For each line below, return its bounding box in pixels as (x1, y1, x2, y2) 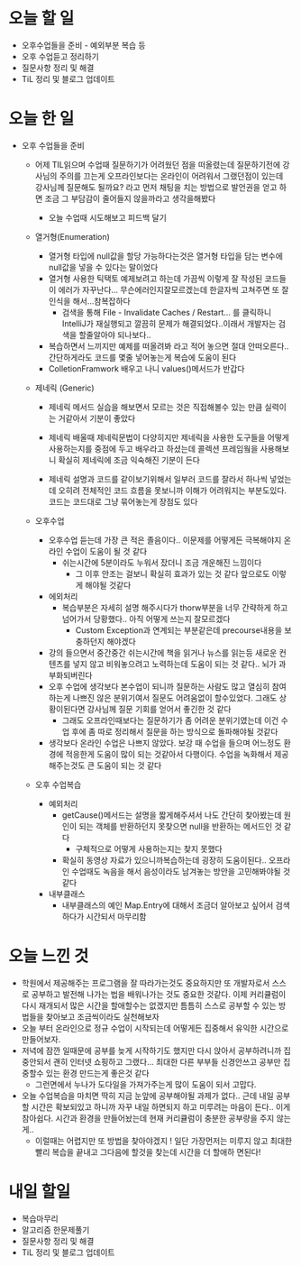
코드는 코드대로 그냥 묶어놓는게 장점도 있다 (48, 496, 198, 507)
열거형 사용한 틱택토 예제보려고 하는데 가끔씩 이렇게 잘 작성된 (48, 272, 263, 284)
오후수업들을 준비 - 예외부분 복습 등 (21, 40, 146, 50)
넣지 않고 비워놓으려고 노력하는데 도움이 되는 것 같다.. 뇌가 (72, 658, 277, 669)
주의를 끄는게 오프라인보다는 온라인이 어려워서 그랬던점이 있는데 (59, 170, 284, 181)
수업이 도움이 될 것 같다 (65, 546, 148, 556)
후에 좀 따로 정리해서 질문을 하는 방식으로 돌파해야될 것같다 (71, 726, 278, 737)
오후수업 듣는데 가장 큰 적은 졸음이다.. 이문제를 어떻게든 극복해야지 (48, 534, 282, 546)
